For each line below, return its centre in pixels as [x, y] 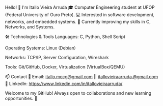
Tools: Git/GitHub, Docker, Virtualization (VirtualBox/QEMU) [65, 67]
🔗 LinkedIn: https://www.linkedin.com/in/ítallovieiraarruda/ [64, 84]
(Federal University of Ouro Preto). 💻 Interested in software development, [80, 15]
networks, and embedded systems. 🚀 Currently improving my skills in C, [78, 22]
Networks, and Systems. [30, 27]
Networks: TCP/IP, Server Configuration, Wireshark [57, 57]
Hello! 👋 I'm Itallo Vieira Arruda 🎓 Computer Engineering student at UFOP [80, 7]
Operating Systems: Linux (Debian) [41, 48]
